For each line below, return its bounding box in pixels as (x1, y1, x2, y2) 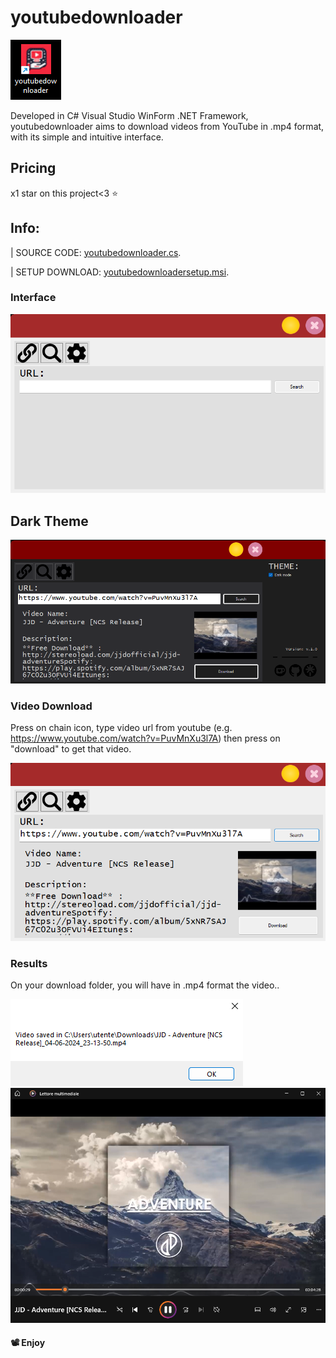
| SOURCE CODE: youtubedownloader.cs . (10, 246, 182, 258)
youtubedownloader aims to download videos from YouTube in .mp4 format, (10, 120, 325, 132)
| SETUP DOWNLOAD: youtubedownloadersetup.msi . (10, 266, 230, 278)
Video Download (10, 699, 93, 713)
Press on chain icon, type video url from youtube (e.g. (10, 722, 233, 734)
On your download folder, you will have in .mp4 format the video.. (10, 979, 280, 991)
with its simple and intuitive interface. (10, 131, 164, 143)
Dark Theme (10, 512, 89, 530)
